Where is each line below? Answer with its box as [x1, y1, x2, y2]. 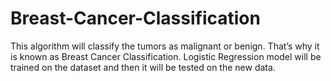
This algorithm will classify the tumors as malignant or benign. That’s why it [10, 40, 320, 52]
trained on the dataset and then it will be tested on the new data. [10, 61, 276, 73]
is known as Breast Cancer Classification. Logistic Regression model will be [10, 50, 322, 62]
